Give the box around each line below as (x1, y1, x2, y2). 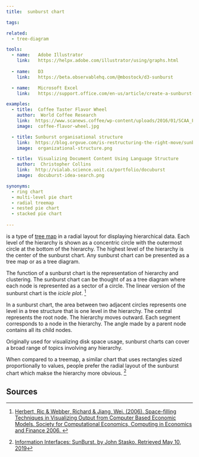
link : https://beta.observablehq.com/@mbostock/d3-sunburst (17, 74, 174, 80)
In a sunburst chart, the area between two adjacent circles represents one (6, 301, 187, 308)
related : (6, 30, 28, 36)
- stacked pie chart (11, 211, 62, 217)
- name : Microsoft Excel (11, 84, 78, 91)
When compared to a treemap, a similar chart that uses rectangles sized (6, 355, 182, 363)
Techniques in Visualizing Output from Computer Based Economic (14, 414, 176, 421)
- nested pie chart (11, 205, 60, 211)
